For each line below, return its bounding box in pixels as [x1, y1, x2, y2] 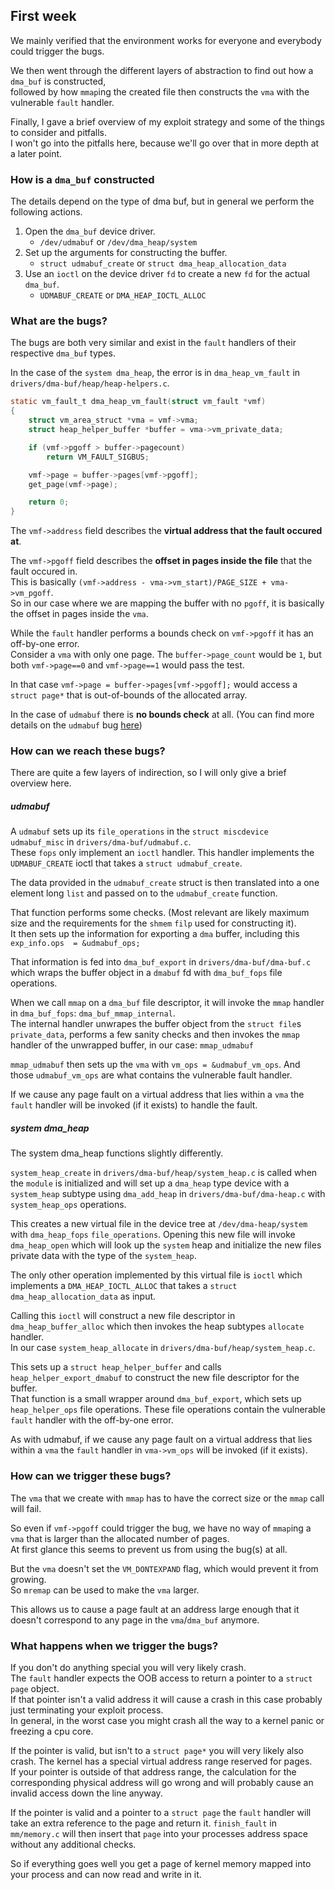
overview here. [10, 777, 72, 789]
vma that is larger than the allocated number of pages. [10, 1532, 230, 1544]
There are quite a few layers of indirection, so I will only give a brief [10, 767, 287, 779]
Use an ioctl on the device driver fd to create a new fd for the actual [24, 268, 310, 280]
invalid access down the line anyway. [10, 1787, 163, 1799]
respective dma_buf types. [10, 347, 116, 359]
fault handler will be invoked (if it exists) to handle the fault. [10, 1099, 258, 1111]
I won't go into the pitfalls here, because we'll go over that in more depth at [10, 137, 320, 149]
